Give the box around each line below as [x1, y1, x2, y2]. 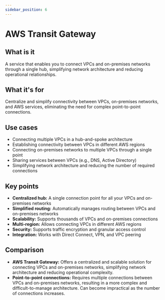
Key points [5, 182, 39, 190]
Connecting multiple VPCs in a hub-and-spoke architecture [12, 136, 133, 143]
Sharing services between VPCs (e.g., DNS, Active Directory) [12, 157, 137, 163]
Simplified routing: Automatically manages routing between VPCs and [12, 206, 156, 211]
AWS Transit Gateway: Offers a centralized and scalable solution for [12, 259, 152, 265]
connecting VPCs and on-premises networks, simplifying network [12, 264, 146, 270]
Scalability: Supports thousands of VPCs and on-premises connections [12, 216, 158, 222]
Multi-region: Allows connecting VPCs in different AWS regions [12, 221, 142, 227]
